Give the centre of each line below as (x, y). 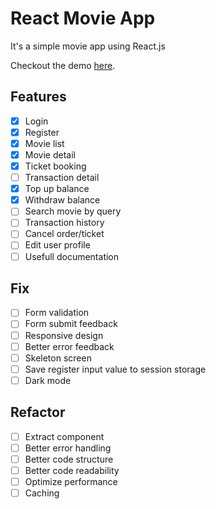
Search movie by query (73, 211)
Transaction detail (62, 178)
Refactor (38, 412)
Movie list (44, 143)
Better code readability (72, 470)
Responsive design (64, 335)
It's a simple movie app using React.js (88, 46)
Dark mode (48, 380)
